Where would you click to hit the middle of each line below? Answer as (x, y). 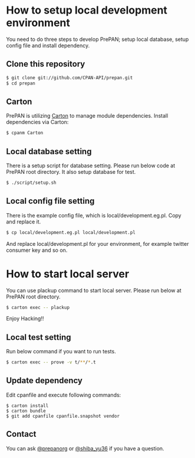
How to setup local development (87, 10)
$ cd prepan (21, 83)
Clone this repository (46, 64)
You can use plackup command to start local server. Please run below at (94, 290)
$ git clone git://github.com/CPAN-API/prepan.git (70, 77)
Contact (21, 434)
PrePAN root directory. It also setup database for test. (71, 172)
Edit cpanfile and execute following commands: (64, 395)
